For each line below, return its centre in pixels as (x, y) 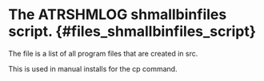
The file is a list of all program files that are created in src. (103, 53)
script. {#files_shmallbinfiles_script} (132, 31)
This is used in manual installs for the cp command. (93, 68)
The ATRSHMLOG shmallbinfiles (118, 15)
